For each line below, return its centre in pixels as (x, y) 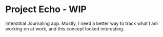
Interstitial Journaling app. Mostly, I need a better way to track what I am (81, 23)
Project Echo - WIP (46, 9)
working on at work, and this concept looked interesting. (65, 28)
